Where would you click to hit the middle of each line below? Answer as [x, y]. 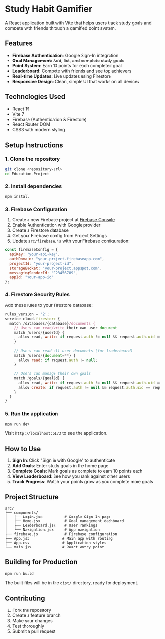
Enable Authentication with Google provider [56, 225]
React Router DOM [31, 124]
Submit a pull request [34, 631]
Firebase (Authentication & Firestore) [49, 119]
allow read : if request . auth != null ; [58, 360]
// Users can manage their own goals [53, 374]
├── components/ [22, 513]
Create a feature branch [36, 615]
